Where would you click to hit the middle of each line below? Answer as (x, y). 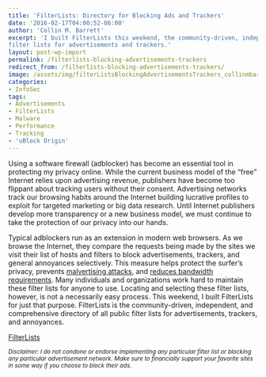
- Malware (25, 119)
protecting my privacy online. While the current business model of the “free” (133, 172)
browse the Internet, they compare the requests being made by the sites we (132, 246)
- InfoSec (25, 89)
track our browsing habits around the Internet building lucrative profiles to (129, 197)
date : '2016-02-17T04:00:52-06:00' (67, 23)
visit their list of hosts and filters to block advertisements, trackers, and (124, 254)
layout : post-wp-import (47, 52)
